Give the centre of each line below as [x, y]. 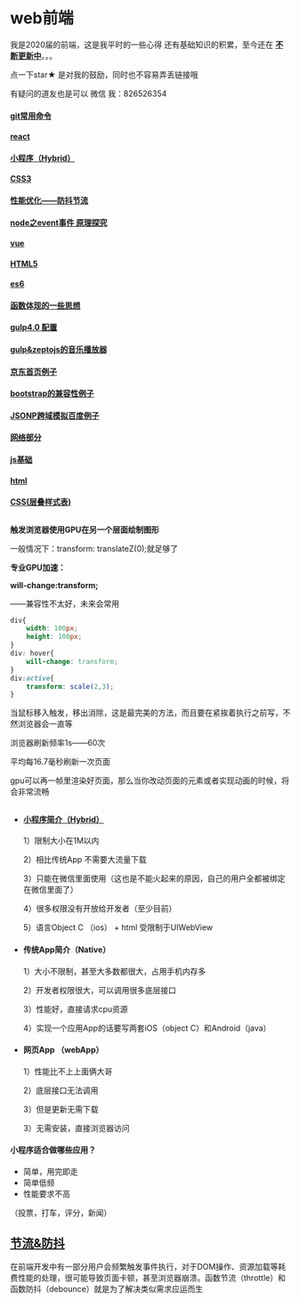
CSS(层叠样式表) [41, 502]
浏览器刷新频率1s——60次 [58, 743]
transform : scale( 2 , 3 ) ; [70, 686]
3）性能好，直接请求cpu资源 [75, 1009]
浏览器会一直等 [45, 724]
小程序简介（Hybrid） [64, 819]
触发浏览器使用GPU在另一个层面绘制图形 [85, 530]
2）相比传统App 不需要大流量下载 [85, 860]
